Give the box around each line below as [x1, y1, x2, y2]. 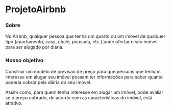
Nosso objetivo [5, 57, 44, 64]
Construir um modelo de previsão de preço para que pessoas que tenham [5, 68, 161, 74]
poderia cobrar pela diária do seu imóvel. [5, 79, 92, 85]
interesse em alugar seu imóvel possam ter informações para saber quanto [5, 74, 163, 80]
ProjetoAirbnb [5, 4, 66, 15]
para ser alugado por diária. [5, 44, 64, 50]
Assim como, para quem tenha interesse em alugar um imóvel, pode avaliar [5, 89, 163, 95]
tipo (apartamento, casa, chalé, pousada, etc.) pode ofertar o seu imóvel [5, 39, 158, 45]
